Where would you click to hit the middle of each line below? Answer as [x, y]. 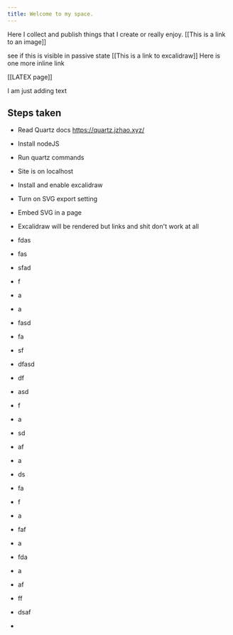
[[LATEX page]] [30, 77]
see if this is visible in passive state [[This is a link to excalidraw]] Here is [114, 55]
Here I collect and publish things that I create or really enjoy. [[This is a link [116, 34]
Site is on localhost [45, 171]
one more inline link [36, 63]
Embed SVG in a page [49, 213]
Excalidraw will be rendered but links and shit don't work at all [108, 226]
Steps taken [34, 113]
